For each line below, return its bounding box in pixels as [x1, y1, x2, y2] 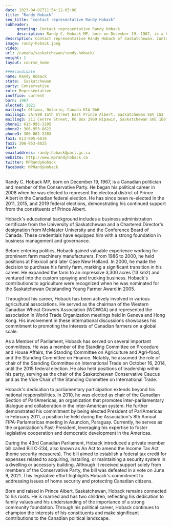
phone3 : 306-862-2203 [5, 131, 52, 136]
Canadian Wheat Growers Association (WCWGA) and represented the [5, 306, 153, 313]
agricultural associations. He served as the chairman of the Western [5, 301, 149, 307]
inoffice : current [5, 93, 45, 98]
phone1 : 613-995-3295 [5, 122, 52, 127]
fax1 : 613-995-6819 [5, 136, 47, 141]
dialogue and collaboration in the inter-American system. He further [5, 402, 148, 409]
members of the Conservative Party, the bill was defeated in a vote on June [5, 467, 165, 473]
